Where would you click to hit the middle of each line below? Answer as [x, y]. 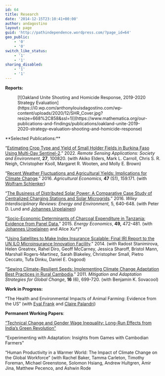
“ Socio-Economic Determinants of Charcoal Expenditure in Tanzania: [75, 218]
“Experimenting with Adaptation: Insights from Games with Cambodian [77, 338]
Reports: [14, 88]
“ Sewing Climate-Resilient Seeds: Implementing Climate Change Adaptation [82, 269]
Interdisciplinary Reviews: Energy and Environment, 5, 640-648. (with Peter [82, 204]
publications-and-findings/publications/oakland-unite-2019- [79, 123]
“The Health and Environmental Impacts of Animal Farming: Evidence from [81, 298]
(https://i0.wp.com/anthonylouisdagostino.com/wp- [70, 108]
